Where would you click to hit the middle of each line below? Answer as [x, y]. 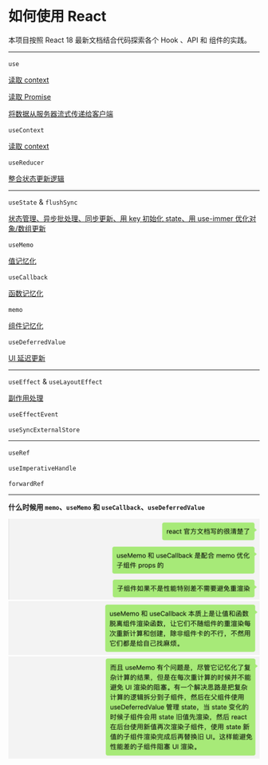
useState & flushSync [43, 202]
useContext [26, 130]
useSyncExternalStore [44, 430]
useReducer [26, 163]
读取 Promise [30, 97]
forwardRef [26, 483]
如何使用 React [57, 16]
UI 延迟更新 [27, 358]
